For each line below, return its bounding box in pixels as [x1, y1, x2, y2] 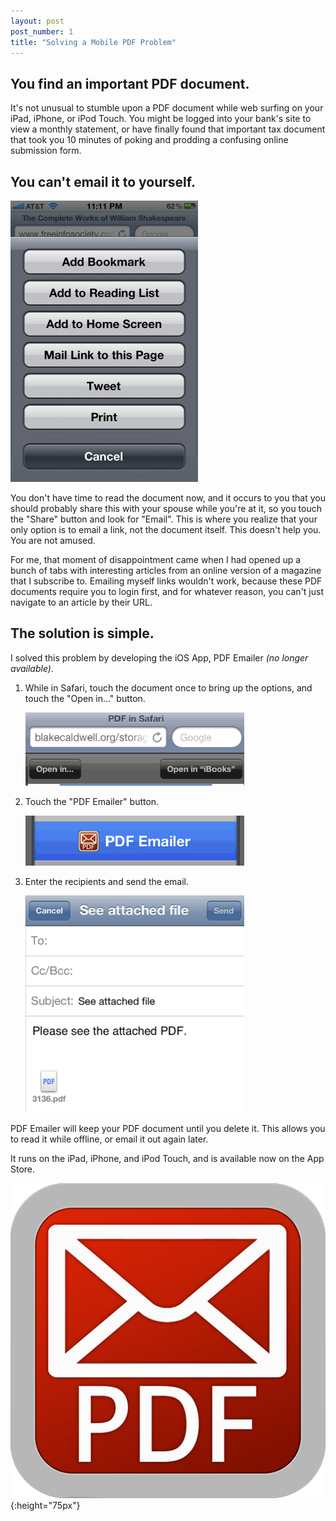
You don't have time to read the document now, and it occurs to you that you [10, 492, 326, 504]
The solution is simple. [10, 625, 155, 642]
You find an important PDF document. [10, 75, 250, 92]
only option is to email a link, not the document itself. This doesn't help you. [10, 524, 322, 535]
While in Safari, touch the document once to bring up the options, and [24, 681, 313, 694]
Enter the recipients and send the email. [24, 875, 190, 887]
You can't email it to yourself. [10, 173, 196, 190]
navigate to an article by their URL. [10, 596, 153, 608]
